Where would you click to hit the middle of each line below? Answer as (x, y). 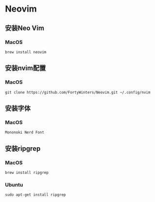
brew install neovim (26, 52)
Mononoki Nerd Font (25, 132)
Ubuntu (14, 185)
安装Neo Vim (25, 28)
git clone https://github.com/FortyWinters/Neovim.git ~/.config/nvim (78, 92)
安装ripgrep (23, 148)
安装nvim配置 (25, 68)
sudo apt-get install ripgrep (36, 195)
